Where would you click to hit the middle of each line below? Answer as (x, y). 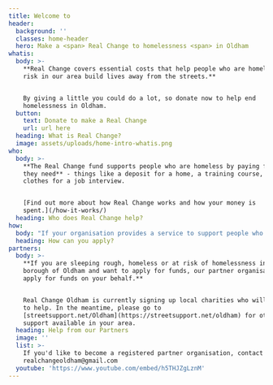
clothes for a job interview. (74, 181)
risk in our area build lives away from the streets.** (120, 76)
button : (29, 113)
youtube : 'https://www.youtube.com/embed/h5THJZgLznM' (110, 368)
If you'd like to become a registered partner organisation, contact (143, 353)
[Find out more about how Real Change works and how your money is (139, 203)
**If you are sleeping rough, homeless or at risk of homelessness (139, 264)
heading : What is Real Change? (69, 136)
